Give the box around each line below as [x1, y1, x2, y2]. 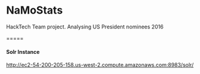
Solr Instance [6, 48, 40, 55]
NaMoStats [6, 4, 63, 17]
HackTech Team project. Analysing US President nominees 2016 [6, 23, 164, 30]
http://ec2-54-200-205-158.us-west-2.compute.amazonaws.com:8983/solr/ [6, 62, 194, 69]
